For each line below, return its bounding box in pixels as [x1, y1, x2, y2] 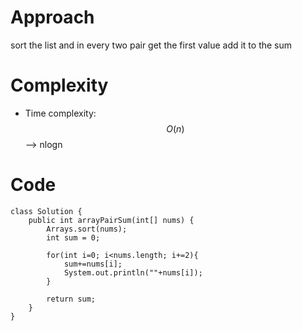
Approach [10, 6, 95, 29]
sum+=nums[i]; [63, 259, 123, 269]
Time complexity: [24, 107, 97, 119]
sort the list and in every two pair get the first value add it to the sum [10, 39, 293, 51]
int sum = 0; [46, 232, 101, 243]
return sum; [46, 294, 97, 304]
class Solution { [10, 206, 83, 216]
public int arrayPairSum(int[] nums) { [28, 215, 195, 225]
